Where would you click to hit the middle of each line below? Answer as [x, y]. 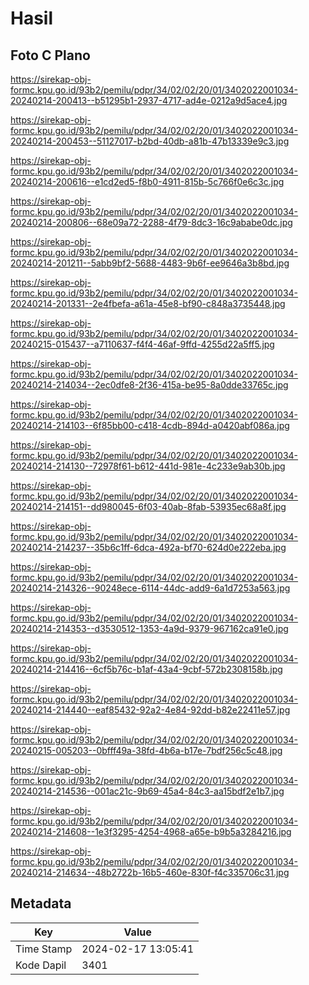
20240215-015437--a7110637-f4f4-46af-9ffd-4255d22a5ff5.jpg [142, 344]
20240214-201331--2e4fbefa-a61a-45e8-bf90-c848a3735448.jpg [148, 303]
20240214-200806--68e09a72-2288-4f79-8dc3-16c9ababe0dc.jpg [151, 222]
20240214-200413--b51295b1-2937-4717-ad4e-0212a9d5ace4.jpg [149, 100]
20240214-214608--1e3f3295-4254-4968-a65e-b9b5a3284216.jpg [151, 831]
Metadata [41, 903]
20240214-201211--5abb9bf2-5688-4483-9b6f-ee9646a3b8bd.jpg [150, 263]
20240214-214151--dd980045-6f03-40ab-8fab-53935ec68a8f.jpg [148, 506]
